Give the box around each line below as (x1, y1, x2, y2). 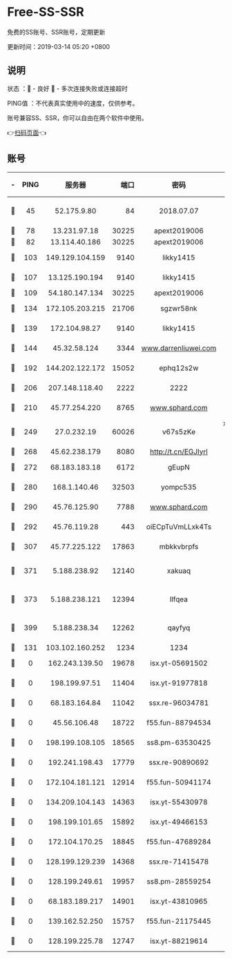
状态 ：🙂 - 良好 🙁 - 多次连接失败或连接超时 (7, 84, 128, 93)
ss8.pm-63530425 (146, 737, 211, 747)
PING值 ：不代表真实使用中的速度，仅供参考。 (7, 99, 139, 107)
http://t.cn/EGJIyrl (149, 447, 209, 456)
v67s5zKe (162, 427, 195, 436)
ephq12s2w (159, 363, 199, 373)
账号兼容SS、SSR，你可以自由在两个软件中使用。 (7, 113, 148, 122)
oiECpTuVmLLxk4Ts (146, 522, 212, 532)
